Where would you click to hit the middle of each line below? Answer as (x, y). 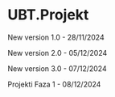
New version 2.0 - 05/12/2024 (57, 53)
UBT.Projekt (48, 15)
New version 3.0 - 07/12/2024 (57, 68)
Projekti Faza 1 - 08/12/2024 (54, 84)
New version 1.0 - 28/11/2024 (56, 37)
